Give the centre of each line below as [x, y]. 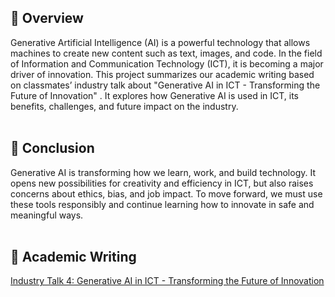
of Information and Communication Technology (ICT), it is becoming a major [167, 63]
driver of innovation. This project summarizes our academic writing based [162, 74]
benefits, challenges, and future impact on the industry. [124, 106]
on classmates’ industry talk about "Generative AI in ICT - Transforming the [165, 85]
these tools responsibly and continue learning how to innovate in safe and [162, 204]
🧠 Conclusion [52, 148]
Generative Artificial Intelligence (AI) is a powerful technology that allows [160, 42]
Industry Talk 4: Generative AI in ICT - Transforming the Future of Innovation [167, 281]
